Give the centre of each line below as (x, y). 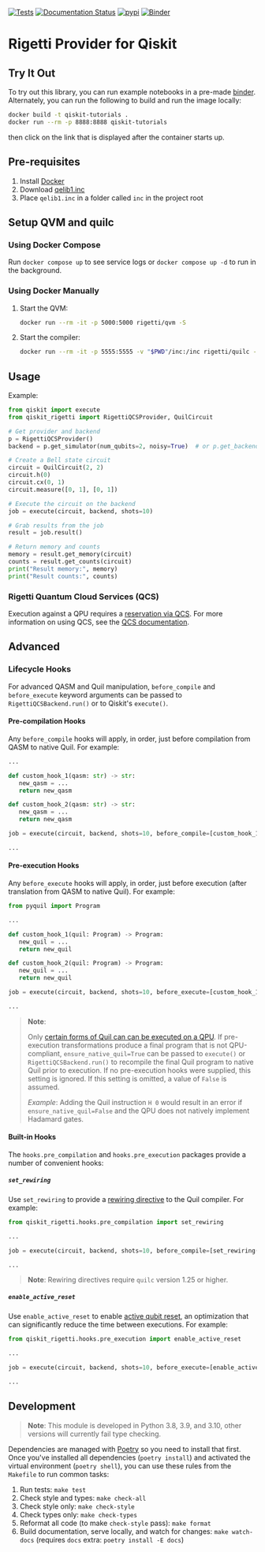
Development (42, 1407)
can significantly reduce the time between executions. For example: (118, 1325)
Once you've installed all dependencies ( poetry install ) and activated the (129, 1457)
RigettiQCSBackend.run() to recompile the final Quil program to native (140, 1062)
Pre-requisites (44, 162)
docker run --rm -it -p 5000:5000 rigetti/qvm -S (103, 322)
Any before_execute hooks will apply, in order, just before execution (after (127, 883)
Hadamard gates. (56, 1118)
